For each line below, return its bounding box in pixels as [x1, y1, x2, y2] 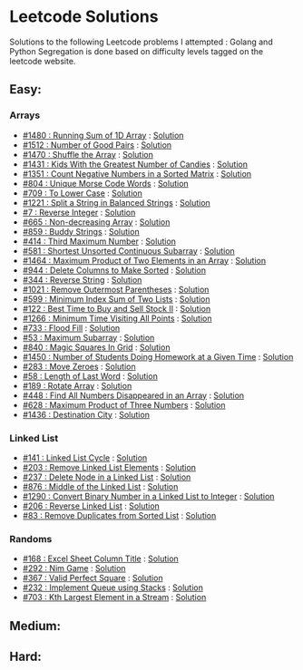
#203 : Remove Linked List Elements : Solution [22, 461, 197, 472]
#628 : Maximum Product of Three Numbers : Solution [22, 399, 226, 410]
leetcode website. [9, 55, 76, 66]
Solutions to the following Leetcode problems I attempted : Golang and [9, 36, 274, 47]
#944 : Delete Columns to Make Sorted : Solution [22, 265, 207, 276]
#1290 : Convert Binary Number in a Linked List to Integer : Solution [22, 490, 275, 501]
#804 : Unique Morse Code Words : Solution [22, 178, 189, 189]
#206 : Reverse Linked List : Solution [22, 500, 161, 511]
